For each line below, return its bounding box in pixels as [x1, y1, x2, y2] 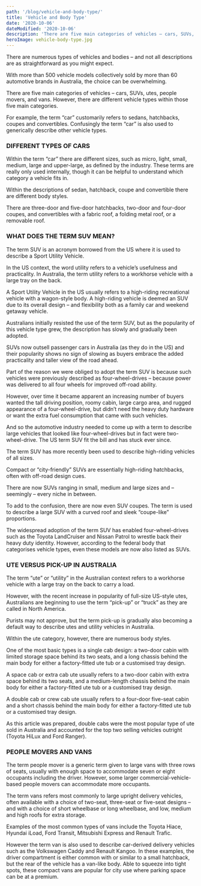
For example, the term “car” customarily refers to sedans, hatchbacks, [6, 114, 180, 121]
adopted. [6, 332, 29, 339]
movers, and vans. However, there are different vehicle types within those [6, 96, 188, 103]
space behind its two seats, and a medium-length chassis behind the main [6, 677, 190, 684]
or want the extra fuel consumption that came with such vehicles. [6, 412, 168, 419]
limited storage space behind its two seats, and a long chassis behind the [6, 652, 188, 660]
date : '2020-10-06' [6, 20, 55, 26]
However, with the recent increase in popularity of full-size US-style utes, [6, 592, 188, 599]
